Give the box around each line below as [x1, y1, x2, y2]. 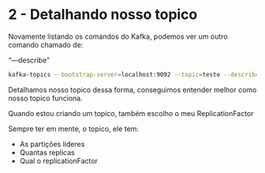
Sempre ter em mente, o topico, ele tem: [8, 124, 140, 134]
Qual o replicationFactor [19, 156, 99, 165]
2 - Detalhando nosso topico [8, 6, 198, 24]
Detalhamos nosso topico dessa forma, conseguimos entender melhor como [8, 85, 257, 94]
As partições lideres [19, 139, 85, 149]
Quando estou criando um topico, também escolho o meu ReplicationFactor [8, 108, 254, 118]
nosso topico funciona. [8, 93, 83, 103]
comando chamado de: [8, 39, 84, 49]
